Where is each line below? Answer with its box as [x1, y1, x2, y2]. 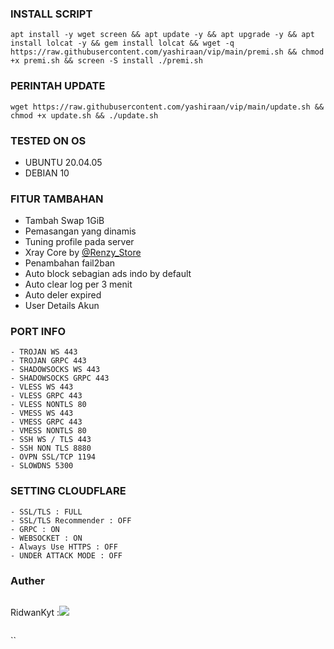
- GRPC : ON [10, 524, 60, 534]
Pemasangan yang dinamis [24, 225, 137, 237]
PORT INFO [10, 325, 67, 339]
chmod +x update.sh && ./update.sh [10, 110, 159, 121]
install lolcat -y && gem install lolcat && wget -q [10, 38, 235, 49]
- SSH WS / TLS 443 [10, 435, 92, 445]
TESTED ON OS [10, 133, 87, 147]
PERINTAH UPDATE [10, 79, 106, 93]
